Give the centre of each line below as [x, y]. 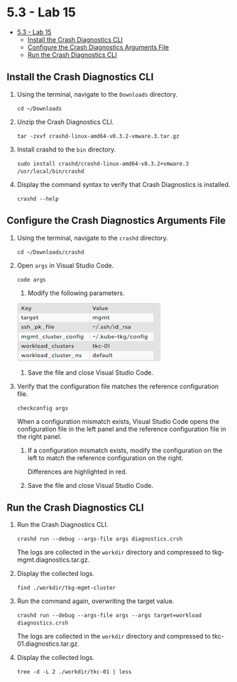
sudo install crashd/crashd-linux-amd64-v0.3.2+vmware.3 [103, 164]
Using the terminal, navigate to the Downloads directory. [97, 94]
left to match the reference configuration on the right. [105, 458]
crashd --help [38, 199]
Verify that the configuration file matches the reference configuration [118, 386]
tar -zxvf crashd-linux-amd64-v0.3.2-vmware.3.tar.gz [98, 136]
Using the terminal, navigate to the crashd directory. [92, 238]
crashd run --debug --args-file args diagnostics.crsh [100, 539]
